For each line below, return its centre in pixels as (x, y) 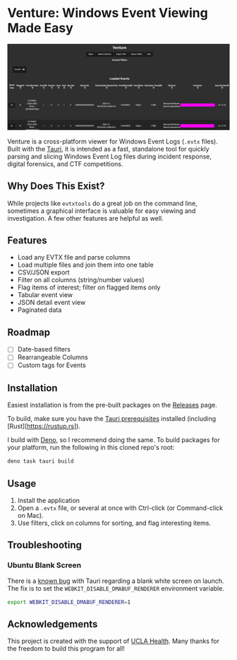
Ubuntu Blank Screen (44, 565)
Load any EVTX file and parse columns (74, 257)
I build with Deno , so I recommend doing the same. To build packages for (114, 440)
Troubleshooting (45, 545)
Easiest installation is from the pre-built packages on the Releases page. (112, 405)
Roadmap (29, 332)
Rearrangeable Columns (53, 357)
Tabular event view (45, 295)
